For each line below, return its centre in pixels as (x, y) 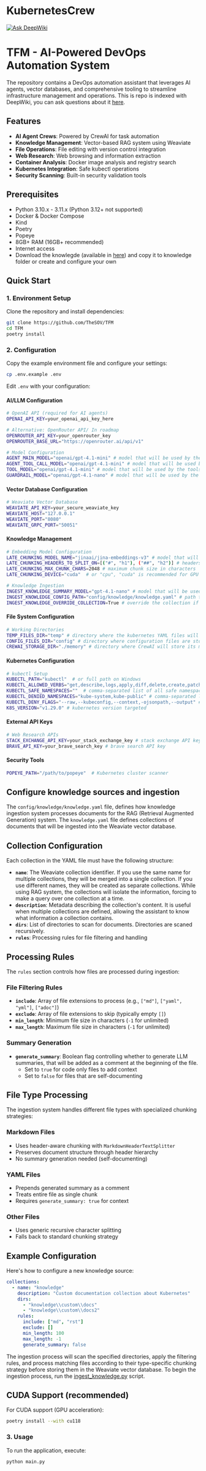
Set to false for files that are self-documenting (83, 1076)
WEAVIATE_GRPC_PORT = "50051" (42, 525)
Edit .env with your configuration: (48, 386)
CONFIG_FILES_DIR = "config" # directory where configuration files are (98, 641)
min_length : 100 (43, 1333)
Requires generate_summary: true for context (72, 1200)
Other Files (23, 1216)
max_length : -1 (42, 1339)
